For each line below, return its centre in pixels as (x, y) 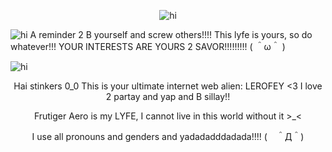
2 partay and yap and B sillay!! (168, 96)
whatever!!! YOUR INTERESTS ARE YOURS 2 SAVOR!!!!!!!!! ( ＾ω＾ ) (148, 46)
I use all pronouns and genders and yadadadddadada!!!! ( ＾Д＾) (168, 136)
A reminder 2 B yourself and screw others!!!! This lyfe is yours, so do (171, 34)
